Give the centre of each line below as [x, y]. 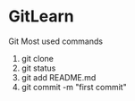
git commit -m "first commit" [74, 87]
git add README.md [59, 77]
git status [38, 68]
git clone [38, 58]
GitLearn [42, 17]
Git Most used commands [56, 41]
